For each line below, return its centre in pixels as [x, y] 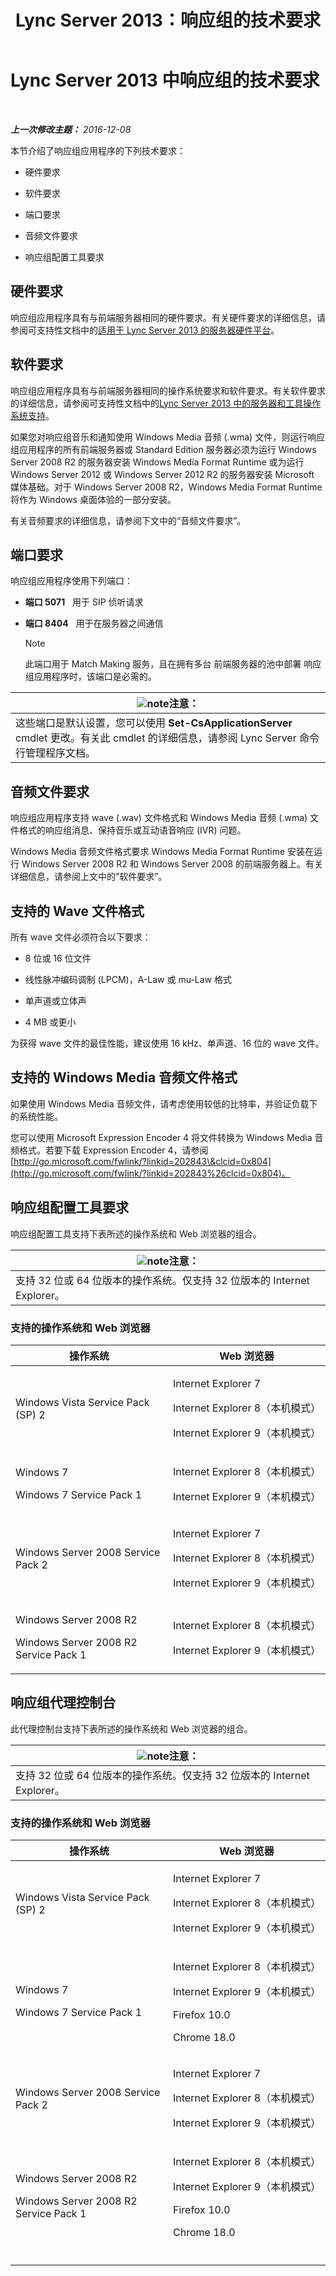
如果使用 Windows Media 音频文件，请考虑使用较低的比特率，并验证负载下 [164, 1103]
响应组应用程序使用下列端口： [71, 581]
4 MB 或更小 [50, 1022]
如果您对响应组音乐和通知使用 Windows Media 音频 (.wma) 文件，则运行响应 [168, 437]
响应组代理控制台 [63, 1702]
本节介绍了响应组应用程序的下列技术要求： [98, 150]
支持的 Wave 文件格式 [77, 911]
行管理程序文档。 [56, 753]
